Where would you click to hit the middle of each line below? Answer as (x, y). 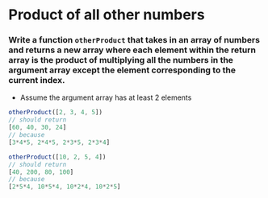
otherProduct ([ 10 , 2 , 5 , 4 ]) (57, 157)
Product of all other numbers (107, 15)
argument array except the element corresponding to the (122, 70)
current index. (37, 80)
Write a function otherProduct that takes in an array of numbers (134, 40)
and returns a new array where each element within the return (132, 50)
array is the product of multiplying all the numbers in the (121, 60)
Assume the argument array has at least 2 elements (106, 97)
